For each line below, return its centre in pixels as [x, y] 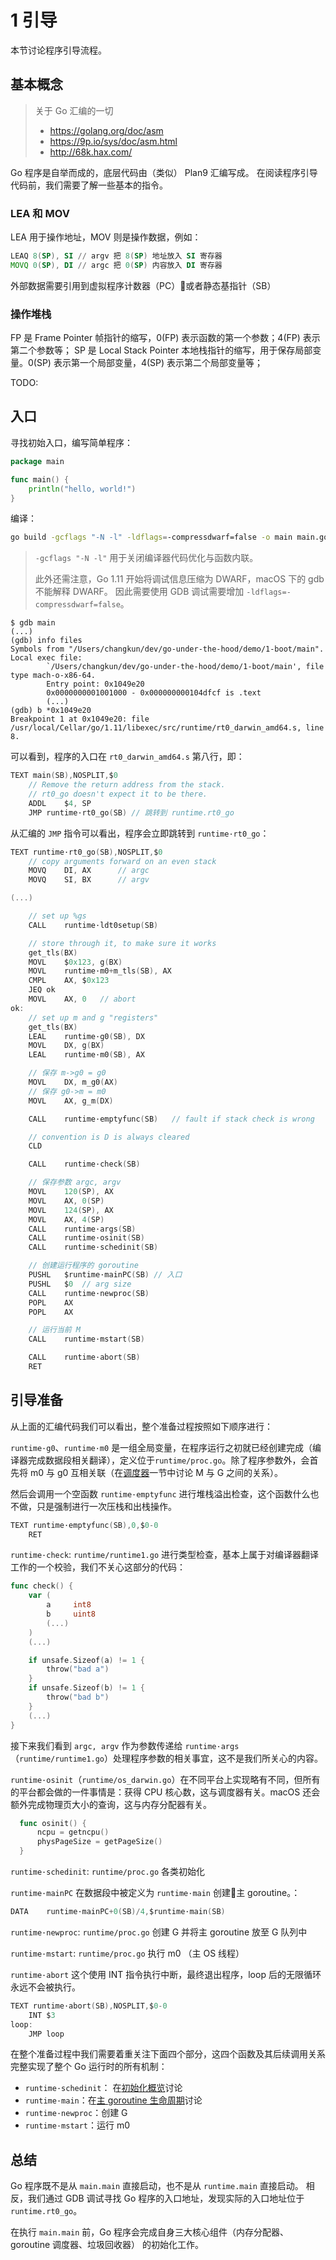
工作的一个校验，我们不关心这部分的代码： [98, 1567]
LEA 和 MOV [40, 213]
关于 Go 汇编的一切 [74, 110]
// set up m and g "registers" [93, 1017]
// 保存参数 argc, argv [75, 1182]
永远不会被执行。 [45, 1987]
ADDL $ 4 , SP [60, 803]
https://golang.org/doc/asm [106, 130]
